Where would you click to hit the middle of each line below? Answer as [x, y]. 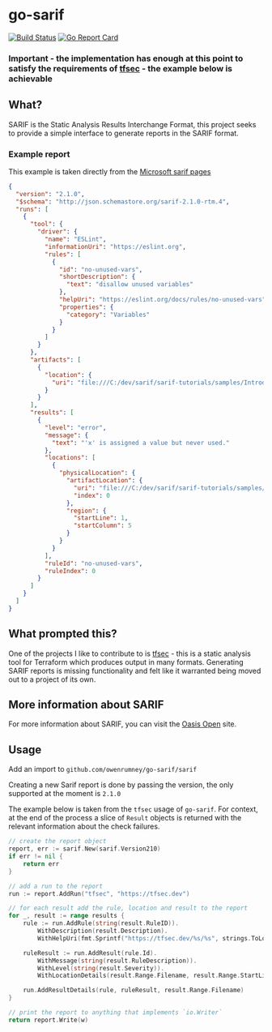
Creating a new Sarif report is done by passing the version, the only [121, 785]
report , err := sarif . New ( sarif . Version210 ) [85, 849]
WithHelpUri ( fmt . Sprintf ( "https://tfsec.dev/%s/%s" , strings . [144, 938]
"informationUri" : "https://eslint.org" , [115, 246]
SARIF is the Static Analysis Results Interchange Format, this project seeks [132, 124]
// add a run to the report [56, 886]
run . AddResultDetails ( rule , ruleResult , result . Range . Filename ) [134, 991]
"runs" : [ [32, 209]
